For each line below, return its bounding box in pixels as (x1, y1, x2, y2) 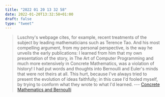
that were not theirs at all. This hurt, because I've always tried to (17, 71, 147, 77)
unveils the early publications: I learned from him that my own (17, 50, 142, 56)
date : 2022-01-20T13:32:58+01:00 (5, 12, 74, 17)
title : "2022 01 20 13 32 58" (5, 7, 67, 12)
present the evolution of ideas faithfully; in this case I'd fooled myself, (17, 76, 158, 82)
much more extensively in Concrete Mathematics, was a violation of (17, 61, 155, 66)
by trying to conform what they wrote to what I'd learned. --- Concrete (17, 82, 160, 88)
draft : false (5, 16, 32, 21)
